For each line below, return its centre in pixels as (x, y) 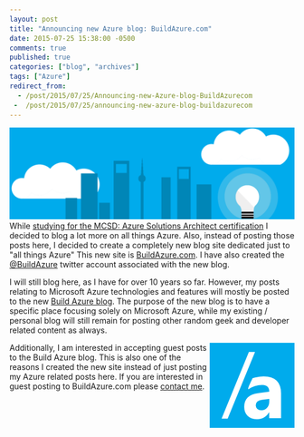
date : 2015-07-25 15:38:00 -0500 (72, 38)
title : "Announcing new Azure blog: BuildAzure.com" (111, 29)
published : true (40, 58)
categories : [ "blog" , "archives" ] (75, 67)
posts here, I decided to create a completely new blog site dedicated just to (150, 245)
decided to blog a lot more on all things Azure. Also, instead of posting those (152, 235)
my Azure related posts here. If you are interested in (106, 376)
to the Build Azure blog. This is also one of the (95, 357)
